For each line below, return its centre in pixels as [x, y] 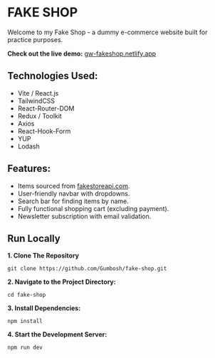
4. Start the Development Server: [57, 334]
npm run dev [25, 348]
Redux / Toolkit [40, 116]
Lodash [29, 146]
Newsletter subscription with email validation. [84, 216]
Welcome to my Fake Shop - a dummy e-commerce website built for [107, 32]
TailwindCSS [36, 101]
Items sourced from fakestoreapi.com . [74, 185]
